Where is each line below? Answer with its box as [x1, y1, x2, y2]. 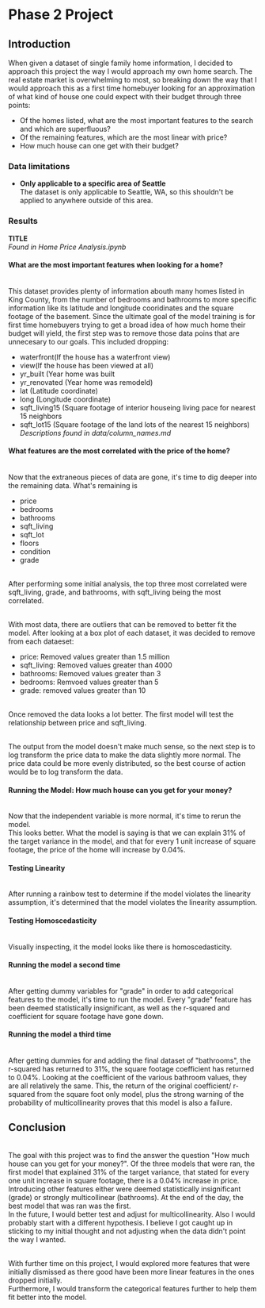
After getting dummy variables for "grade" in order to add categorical [8, 986, 233, 995]
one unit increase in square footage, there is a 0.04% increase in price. [8, 1175, 240, 1185]
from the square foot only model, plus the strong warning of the [36, 1090, 244, 1099]
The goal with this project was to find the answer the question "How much [8, 1150, 251, 1160]
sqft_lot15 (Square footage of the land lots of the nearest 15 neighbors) [19, 419, 251, 429]
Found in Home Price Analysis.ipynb [8, 242, 127, 252]
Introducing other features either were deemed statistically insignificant [8, 1184, 241, 1194]
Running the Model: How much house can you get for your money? [8, 785, 233, 794]
